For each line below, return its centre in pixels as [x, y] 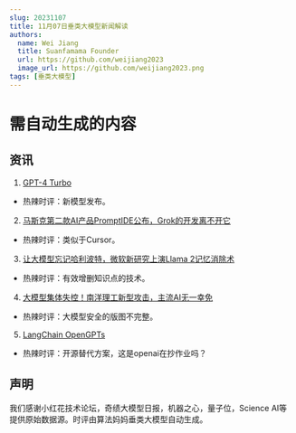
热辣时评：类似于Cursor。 [71, 240]
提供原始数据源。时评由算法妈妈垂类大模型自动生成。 [109, 419]
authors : [26, 34]
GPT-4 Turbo [47, 183]
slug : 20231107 [38, 18]
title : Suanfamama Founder [68, 52]
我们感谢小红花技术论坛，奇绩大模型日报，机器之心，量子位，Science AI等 [148, 408]
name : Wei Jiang [48, 43]
